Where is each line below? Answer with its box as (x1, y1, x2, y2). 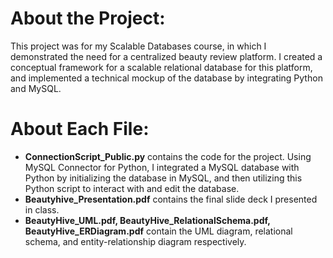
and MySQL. (10, 82, 62, 94)
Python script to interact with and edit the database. (24, 182, 240, 194)
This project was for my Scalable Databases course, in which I (10, 40, 267, 52)
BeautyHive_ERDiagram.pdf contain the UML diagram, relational (24, 225, 293, 237)
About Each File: (10, 118, 150, 141)
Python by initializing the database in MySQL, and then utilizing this (24, 172, 303, 184)
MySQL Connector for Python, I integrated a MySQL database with (24, 161, 300, 173)
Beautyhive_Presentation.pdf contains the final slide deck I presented (24, 193, 318, 205)
